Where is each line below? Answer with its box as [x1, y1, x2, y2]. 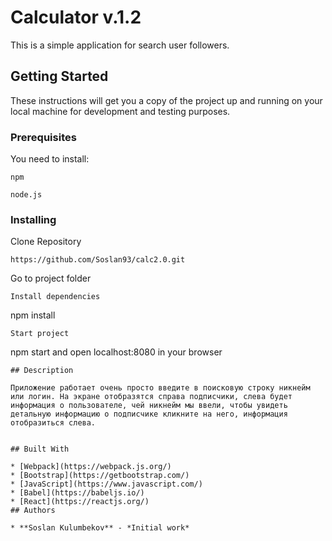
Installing [10, 212, 57, 226]
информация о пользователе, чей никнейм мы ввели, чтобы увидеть [10, 401, 288, 411]
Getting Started [10, 68, 109, 85]
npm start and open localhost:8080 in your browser [10, 346, 223, 358]
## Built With [10, 444, 70, 455]
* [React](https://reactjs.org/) [10, 497, 150, 507]
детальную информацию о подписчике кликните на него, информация [10, 409, 288, 420]
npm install [10, 309, 56, 321]
